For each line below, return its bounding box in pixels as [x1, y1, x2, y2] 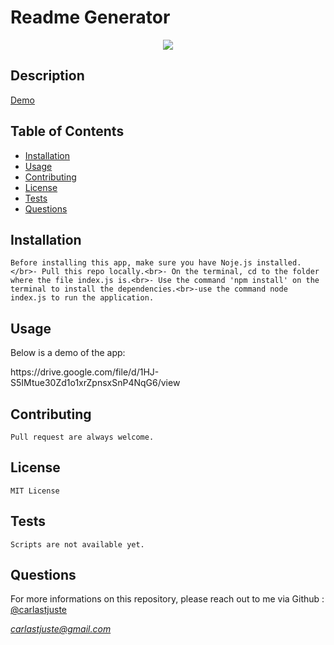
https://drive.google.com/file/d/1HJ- [10, 366, 160, 378]
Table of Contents [10, 123, 125, 140]
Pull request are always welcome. [10, 432, 155, 442]
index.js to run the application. [10, 293, 155, 303]
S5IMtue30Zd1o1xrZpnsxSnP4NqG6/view [10, 377, 181, 389]
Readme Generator [10, 6, 171, 29]
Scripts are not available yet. [10, 539, 145, 550]
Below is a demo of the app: [10, 347, 126, 359]
